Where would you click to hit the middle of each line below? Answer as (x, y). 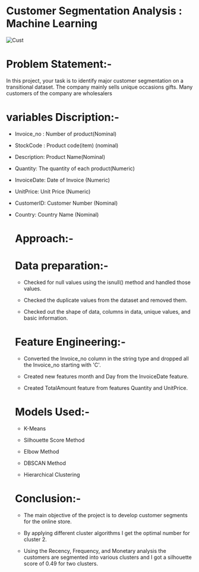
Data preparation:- (61, 266)
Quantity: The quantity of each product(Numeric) (75, 168)
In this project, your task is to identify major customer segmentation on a (95, 80)
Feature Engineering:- (70, 342)
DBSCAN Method (45, 463)
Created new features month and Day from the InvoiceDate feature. (106, 376)
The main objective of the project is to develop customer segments (106, 515)
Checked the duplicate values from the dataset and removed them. (105, 300)
